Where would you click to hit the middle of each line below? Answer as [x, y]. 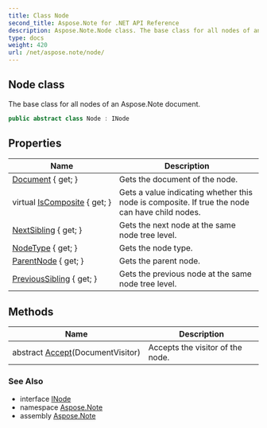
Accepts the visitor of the [195, 348]
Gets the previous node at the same [185, 274]
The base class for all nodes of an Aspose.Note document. [104, 103]
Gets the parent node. [160, 261]
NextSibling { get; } [47, 230]
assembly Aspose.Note [58, 415]
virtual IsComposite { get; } [62, 202]
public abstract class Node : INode [69, 119]
